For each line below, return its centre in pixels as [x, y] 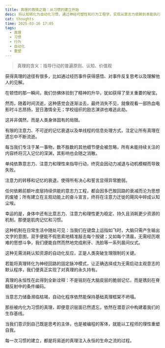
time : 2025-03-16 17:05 [29, 23]
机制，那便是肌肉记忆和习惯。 [35, 219]
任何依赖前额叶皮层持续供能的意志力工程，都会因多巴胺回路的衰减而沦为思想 [82, 191]
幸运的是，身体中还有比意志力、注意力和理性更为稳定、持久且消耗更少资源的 [82, 213]
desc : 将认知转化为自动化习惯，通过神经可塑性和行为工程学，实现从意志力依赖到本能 [79, 14]
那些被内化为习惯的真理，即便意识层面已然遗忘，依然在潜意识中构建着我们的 [82, 307]
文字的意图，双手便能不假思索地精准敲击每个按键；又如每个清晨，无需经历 [80, 236]
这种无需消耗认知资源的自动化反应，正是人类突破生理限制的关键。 [72, 253]
